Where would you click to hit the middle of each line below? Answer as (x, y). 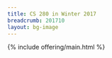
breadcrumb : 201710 (36, 21)
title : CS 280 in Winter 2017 (52, 14)
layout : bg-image (33, 27)
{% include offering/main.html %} (56, 47)
